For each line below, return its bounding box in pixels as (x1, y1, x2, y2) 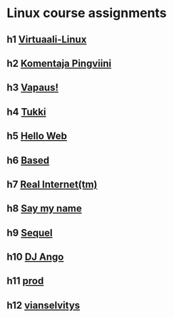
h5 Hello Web (6, 130, 68, 142)
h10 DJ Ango (6, 251, 64, 263)
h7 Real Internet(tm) (6, 178, 98, 190)
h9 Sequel (6, 226, 53, 239)
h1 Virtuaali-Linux (6, 33, 87, 46)
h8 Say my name (6, 203, 83, 215)
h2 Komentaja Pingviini (6, 57, 112, 69)
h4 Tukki (6, 105, 46, 118)
